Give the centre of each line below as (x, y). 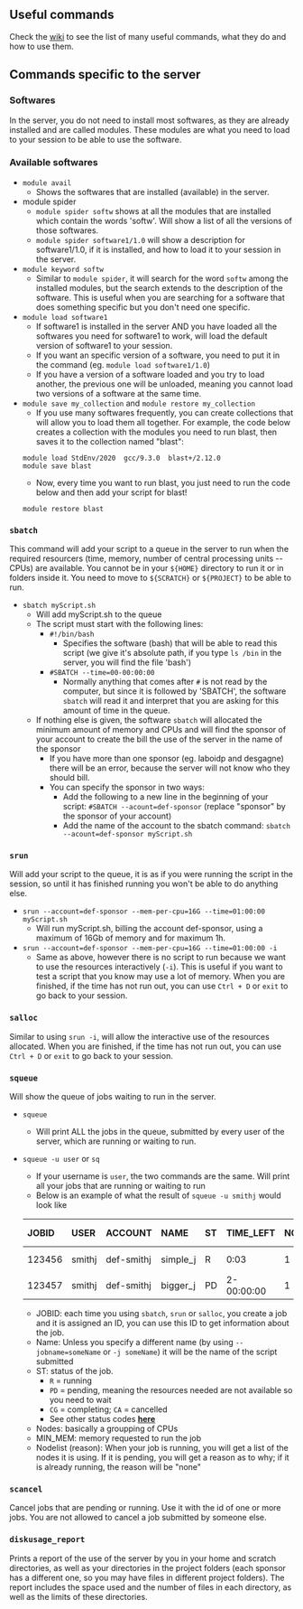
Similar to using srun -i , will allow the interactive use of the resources (140, 1036)
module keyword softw (63, 269)
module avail (47, 183)
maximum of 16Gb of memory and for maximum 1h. (131, 938)
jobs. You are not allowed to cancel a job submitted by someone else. (138, 1518)
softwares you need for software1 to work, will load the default (151, 336)
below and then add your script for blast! (111, 492)
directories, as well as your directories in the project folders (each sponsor (148, 1567)
